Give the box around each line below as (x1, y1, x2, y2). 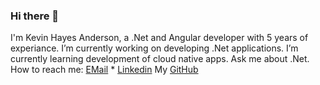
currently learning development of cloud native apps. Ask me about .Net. (10, 53, 310, 65)
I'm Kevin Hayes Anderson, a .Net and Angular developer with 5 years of (10, 32, 309, 44)
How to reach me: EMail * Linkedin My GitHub (10, 64, 199, 76)
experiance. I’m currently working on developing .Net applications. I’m (10, 42, 299, 54)
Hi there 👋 (10, 9, 60, 23)
